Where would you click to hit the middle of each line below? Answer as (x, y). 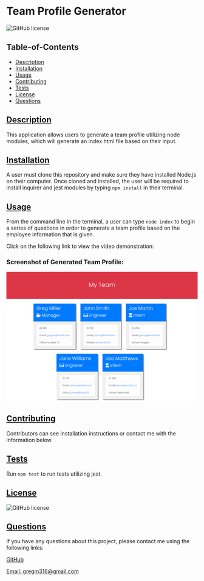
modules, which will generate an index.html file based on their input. (92, 141)
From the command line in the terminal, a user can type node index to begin (101, 222)
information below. (29, 440)
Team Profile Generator (66, 11)
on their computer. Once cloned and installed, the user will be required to (98, 181)
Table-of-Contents (42, 47)
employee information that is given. (50, 234)
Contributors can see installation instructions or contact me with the (91, 433)
